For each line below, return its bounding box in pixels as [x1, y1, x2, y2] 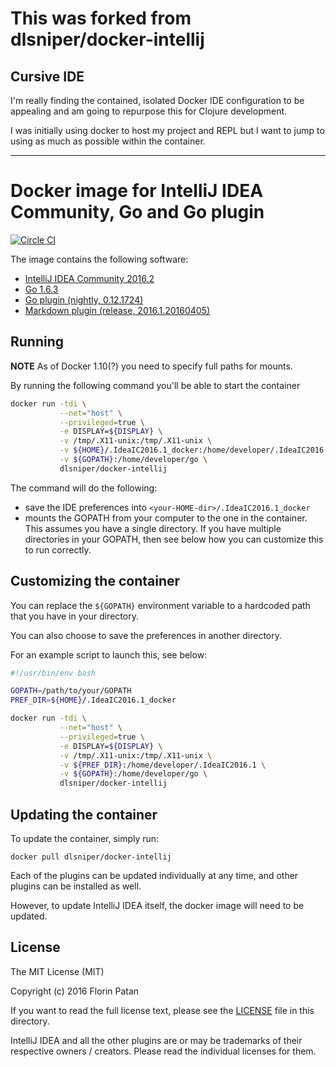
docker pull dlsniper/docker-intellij [10, 852, 172, 862]
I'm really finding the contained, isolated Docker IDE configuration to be [10, 95, 305, 106]
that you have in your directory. [10, 610, 139, 622]
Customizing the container [10, 573, 181, 590]
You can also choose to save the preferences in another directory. [10, 629, 283, 641]
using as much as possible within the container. [10, 135, 206, 147]
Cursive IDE [10, 68, 85, 85]
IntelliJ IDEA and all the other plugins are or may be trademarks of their [10, 1034, 303, 1046]
